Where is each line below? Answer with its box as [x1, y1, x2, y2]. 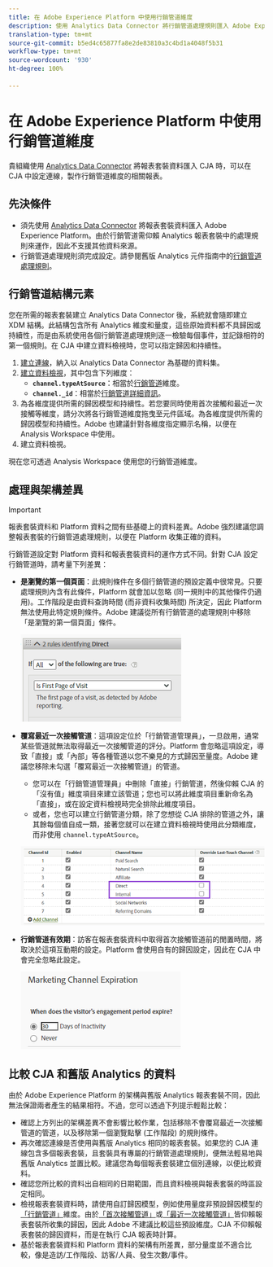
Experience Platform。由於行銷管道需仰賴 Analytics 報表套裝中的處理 [19, 230, 252, 240]
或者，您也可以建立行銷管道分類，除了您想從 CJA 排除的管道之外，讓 [32, 809, 265, 819]
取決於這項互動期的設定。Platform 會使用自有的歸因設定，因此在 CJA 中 [19, 945, 262, 954]
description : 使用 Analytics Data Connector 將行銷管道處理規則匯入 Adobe [8, 21, 251, 30]
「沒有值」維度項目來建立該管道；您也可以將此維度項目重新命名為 [32, 789, 253, 799]
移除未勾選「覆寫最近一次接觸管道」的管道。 [34, 761, 184, 771]
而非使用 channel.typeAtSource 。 [32, 830, 144, 840]
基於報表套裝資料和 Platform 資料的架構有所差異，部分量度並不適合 [19, 1240, 245, 1250]
